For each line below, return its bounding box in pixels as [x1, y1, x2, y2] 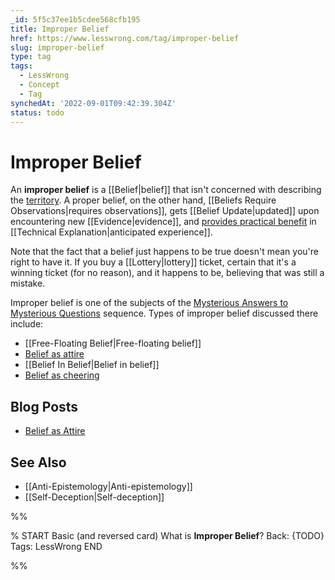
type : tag [10, 52, 52, 62]
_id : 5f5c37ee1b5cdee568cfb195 [10, 14, 141, 25]
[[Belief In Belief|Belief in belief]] [24, 359, 160, 371]
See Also [10, 454, 67, 471]
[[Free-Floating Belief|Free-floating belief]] [24, 337, 202, 350]
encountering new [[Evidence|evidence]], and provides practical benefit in [10, 216, 317, 228]
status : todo [10, 107, 65, 118]
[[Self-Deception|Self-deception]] [24, 491, 165, 503]
